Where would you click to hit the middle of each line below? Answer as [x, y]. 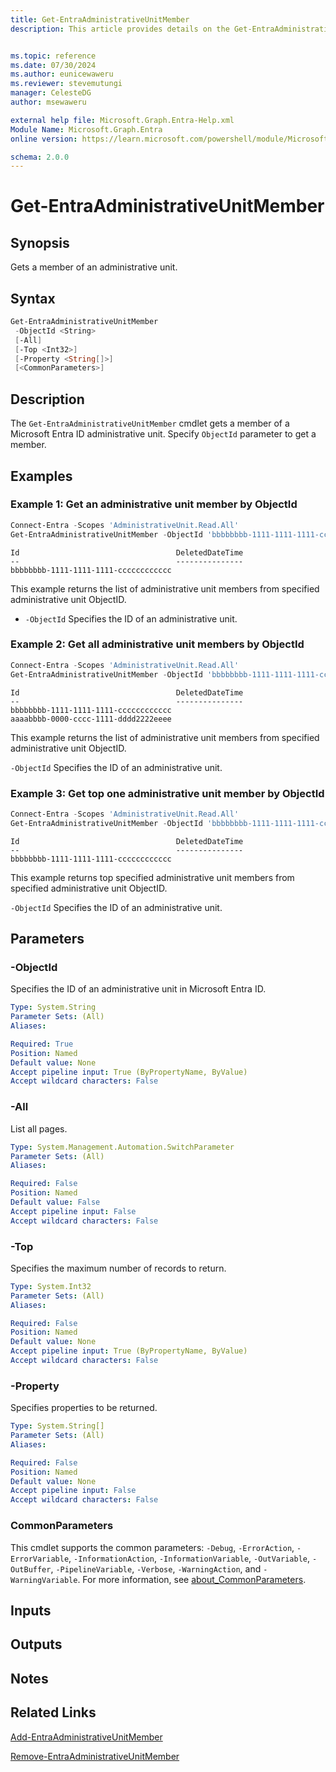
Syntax [33, 298]
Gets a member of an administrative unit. [94, 267]
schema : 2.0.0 [40, 157]
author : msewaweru [48, 102]
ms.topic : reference [53, 56]
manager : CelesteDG [51, 93]
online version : [44, 139]
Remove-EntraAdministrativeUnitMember [95, 1756]
